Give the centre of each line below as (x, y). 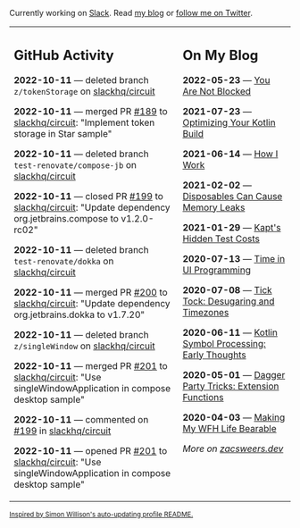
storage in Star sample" (63, 133)
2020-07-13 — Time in (234, 258)
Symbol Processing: (224, 343)
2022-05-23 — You (226, 80)
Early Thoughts (215, 355)
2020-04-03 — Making (234, 417)
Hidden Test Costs (221, 239)
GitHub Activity (64, 55)
